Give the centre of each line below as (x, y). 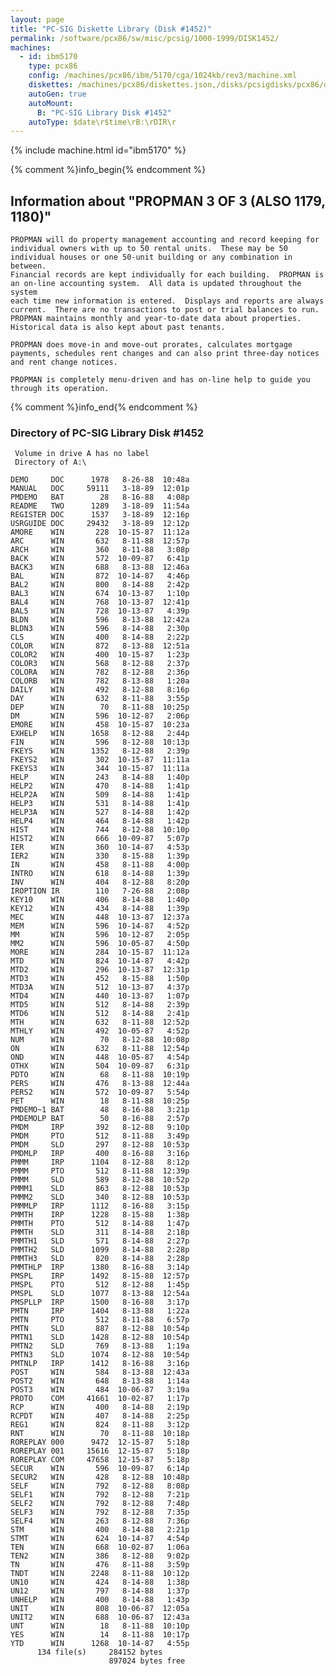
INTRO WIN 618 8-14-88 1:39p (100, 874)
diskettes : (51, 85)
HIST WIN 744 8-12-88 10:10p (100, 830)
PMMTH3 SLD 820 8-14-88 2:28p (100, 1259)
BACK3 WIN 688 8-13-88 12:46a (100, 567)
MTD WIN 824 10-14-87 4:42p (100, 961)
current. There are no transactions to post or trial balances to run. (165, 310)
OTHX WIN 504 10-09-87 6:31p (100, 1066)
